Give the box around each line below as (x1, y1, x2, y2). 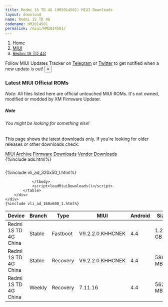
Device (7, 212, 25, 219)
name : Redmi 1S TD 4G (5, 17, 50, 22)
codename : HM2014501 (5, 21, 48, 27)
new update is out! (5, 66, 43, 72)
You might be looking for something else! (5, 120, 90, 126)
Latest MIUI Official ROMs (5, 79, 69, 86)
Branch (29, 212, 47, 219)
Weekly (29, 284, 47, 291)
